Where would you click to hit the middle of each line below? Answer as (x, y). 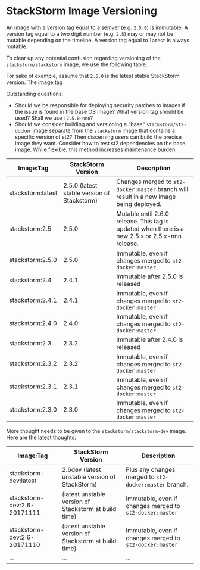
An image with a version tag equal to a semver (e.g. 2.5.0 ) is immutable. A (97, 27)
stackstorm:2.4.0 (33, 323)
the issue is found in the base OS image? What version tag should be (99, 111)
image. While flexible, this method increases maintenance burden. (96, 149)
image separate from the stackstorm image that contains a (104, 130)
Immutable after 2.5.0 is (150, 276)
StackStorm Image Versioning (82, 11)
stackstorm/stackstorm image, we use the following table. (77, 64)
